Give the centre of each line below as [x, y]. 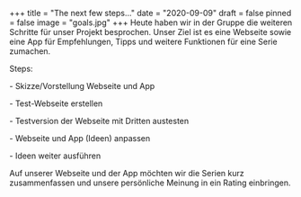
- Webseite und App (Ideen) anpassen [80, 138]
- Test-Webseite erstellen [56, 103]
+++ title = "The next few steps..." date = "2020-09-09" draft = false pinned [150, 13]
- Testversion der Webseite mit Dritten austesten [99, 121]
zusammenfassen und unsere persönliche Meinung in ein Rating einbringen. [150, 183]
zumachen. [30, 51]
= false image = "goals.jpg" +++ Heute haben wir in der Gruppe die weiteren [151, 22]
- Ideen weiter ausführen [55, 156]
